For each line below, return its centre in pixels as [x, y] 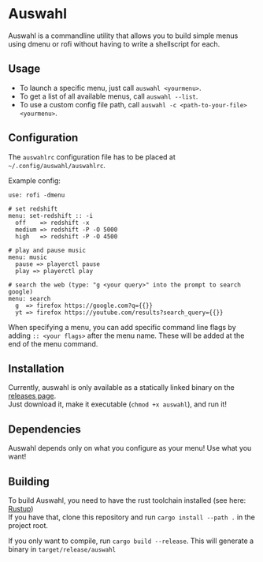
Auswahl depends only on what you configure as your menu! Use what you [130, 448]
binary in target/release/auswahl [62, 549]
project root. [28, 525]
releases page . [32, 396]
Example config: [35, 180]
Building [29, 481]
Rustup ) [21, 509]
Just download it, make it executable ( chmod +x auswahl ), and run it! [117, 404]
